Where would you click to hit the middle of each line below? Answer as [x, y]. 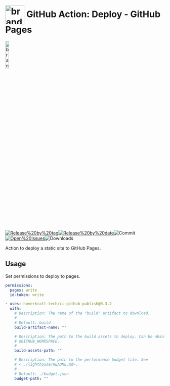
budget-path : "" [32, 378]
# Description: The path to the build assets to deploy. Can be [83, 336]
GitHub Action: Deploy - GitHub [93, 14]
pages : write [24, 290]
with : [16, 309]
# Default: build [33, 323]
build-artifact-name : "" [40, 327]
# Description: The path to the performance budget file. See [81, 360]
